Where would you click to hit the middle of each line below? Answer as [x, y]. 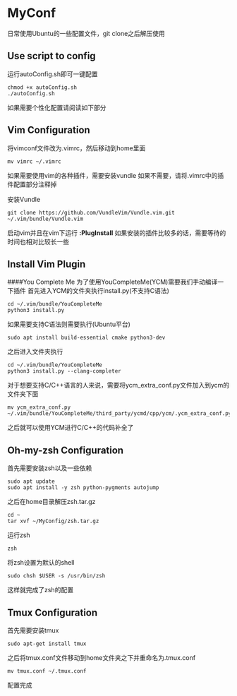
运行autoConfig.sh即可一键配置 [53, 74]
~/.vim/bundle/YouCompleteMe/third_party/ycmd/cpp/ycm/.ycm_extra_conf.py [120, 414]
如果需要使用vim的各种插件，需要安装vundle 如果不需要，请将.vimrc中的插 [116, 175]
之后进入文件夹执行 [35, 352]
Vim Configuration [49, 130]
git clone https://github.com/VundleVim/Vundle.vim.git [91, 212]
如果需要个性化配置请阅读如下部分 [57, 107]
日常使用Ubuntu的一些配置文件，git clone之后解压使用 [86, 33]
